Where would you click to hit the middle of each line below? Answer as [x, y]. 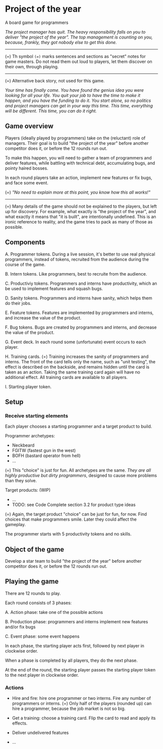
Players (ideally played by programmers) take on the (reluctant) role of [75, 138]
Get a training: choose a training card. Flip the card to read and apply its [84, 718]
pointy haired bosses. [27, 168]
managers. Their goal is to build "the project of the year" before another [77, 143]
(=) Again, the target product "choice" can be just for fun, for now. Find [76, 514]
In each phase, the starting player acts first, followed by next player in [75, 646]
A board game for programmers [37, 22]
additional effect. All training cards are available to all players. [66, 377]
